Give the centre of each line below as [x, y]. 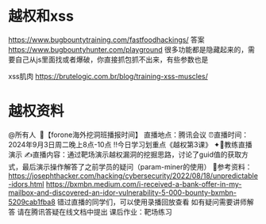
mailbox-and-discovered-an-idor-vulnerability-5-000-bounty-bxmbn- [122, 192]
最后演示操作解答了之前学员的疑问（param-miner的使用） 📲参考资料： [137, 166]
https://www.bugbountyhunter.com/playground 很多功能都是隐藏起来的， [128, 49]
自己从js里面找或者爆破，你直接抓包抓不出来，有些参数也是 [112, 59]
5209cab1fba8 [32, 202]
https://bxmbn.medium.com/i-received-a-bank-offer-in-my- [144, 184]
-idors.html [27, 184]
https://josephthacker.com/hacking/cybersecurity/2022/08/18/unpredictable [133, 176]
